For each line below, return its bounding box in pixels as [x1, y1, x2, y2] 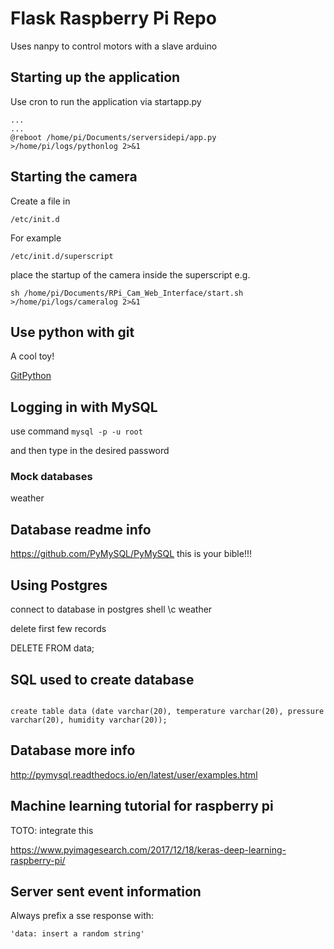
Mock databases [10, 470, 93, 484]
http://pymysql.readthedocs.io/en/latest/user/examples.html [10, 768, 258, 781]
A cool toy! [10, 350, 55, 362]
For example [10, 232, 62, 244]
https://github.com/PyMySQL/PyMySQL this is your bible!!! [10, 548, 252, 560]
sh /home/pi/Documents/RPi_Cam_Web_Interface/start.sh [10, 288, 244, 298]
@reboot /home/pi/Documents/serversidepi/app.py [10, 132, 217, 142]
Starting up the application [10, 69, 181, 86]
